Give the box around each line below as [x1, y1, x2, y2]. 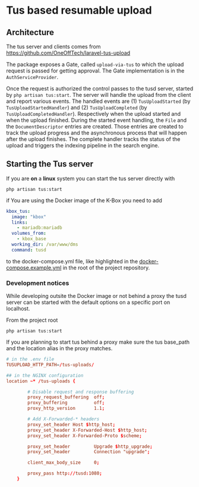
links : [11, 219, 28, 225]
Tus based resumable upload [6, 4, 153, 17]
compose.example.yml [6, 264, 62, 271]
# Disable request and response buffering [27, 389, 134, 395]
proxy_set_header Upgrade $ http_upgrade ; [27, 444, 153, 450]
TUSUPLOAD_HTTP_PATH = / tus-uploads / [6, 362, 94, 367]
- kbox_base [17, 236, 46, 242]
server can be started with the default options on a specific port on [6, 299, 170, 306]
